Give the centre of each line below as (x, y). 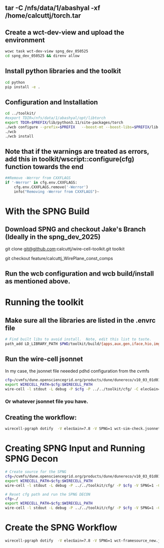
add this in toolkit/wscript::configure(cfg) (70, 159)
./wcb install (20, 136)
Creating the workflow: (41, 417)
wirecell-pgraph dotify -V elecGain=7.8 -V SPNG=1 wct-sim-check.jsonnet (83, 429)
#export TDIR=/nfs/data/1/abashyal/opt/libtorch (55, 118)
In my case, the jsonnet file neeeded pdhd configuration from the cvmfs (77, 371)
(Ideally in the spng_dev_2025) (53, 237)
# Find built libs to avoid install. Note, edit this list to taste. (78, 339)
